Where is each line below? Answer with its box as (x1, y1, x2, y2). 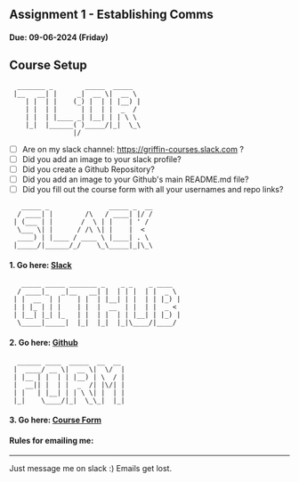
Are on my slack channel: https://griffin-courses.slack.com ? (21, 143, 245, 154)
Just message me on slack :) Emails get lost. (9, 463, 172, 474)
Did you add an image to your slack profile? (21, 153, 182, 164)
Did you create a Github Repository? (21, 164, 156, 175)
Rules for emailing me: (9, 435, 94, 445)
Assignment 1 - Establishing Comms (9, 7, 214, 22)
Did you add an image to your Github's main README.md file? (21, 174, 249, 184)
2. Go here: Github (9, 337, 78, 347)
